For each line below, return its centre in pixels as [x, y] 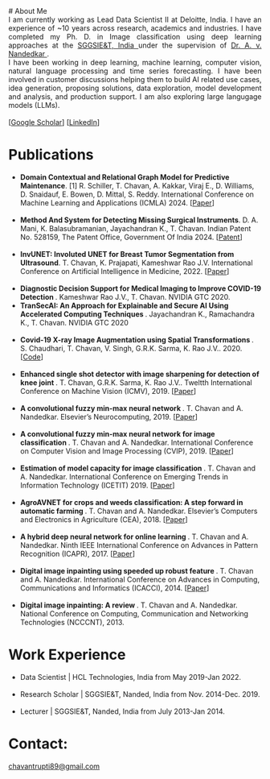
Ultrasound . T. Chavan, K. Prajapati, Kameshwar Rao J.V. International [136, 263]
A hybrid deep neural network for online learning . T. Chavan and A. [134, 537]
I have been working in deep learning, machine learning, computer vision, [135, 62]
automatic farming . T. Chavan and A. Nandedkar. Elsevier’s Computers [139, 511]
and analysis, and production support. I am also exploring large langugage [135, 97]
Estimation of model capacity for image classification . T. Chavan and [137, 468]
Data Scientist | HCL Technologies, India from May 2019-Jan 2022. [131, 677]
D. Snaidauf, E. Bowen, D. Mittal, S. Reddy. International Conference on [137, 194]
